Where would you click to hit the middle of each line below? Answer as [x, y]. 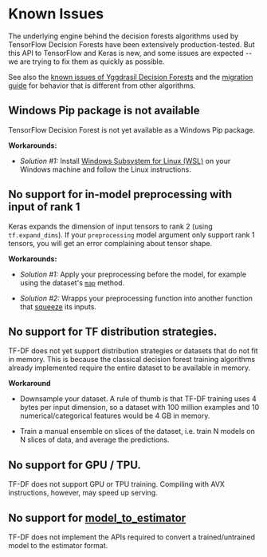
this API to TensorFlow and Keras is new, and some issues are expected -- [130, 53]
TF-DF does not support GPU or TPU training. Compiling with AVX [117, 484]
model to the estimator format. [58, 545]
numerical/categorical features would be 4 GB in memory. [115, 416]
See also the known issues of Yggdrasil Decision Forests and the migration [131, 77]
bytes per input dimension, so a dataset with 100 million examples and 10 [139, 408]
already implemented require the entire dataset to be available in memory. [130, 368]
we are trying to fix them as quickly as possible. [86, 62]
